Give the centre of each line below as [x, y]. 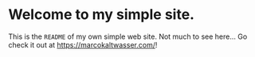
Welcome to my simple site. [102, 15]
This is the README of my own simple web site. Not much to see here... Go [128, 36]
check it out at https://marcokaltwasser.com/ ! [83, 44]
